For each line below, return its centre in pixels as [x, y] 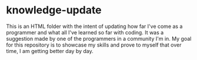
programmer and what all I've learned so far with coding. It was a [85, 32]
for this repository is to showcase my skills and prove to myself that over [94, 45]
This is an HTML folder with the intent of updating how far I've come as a [94, 26]
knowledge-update [54, 10]
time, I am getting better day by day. [50, 51]
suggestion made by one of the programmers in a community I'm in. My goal [99, 38]
